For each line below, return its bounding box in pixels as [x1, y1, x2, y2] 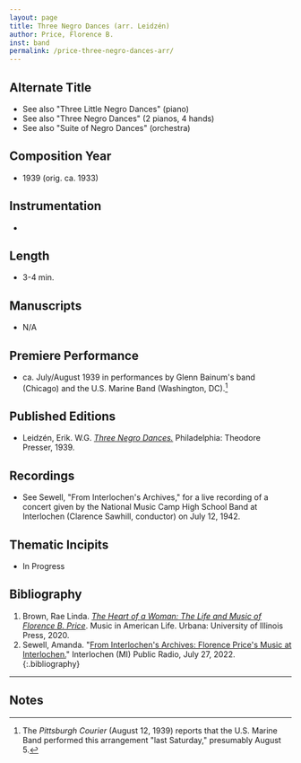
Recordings [9, 468, 75, 483]
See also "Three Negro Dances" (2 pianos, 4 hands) [21, 113, 215, 124]
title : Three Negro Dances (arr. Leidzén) [9, 22, 170, 31]
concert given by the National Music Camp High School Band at [21, 502, 258, 513]
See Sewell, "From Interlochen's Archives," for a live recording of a [21, 492, 269, 503]
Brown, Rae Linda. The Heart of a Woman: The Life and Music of [21, 610, 262, 621]
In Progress [21, 561, 65, 572]
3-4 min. [21, 272, 55, 283]
